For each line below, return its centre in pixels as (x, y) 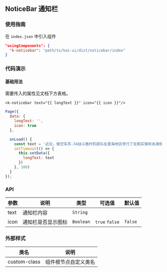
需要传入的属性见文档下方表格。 (38, 93)
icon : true (25, 126)
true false (107, 222)
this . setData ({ (34, 153)
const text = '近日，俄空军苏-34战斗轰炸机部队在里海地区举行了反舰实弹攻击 (85, 144)
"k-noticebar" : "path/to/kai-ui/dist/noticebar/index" (68, 50)
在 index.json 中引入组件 (31, 36)
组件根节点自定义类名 (70, 262)
